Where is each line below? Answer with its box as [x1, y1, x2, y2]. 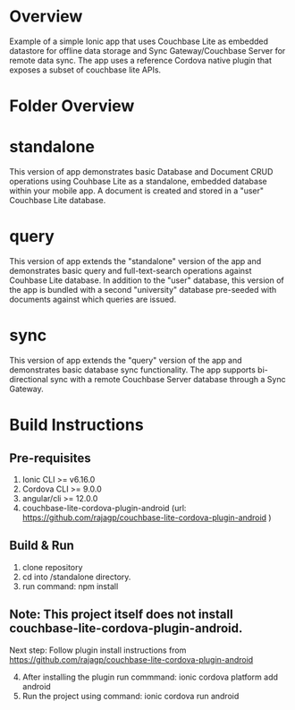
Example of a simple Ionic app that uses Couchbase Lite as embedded [9, 36, 269, 47]
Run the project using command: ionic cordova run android [21, 690, 240, 701]
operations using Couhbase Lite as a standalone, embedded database [9, 176, 267, 187]
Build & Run [9, 538, 74, 553]
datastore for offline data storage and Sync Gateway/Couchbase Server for [9, 45, 286, 56]
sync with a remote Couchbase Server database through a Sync [49, 373, 286, 384]
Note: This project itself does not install [9, 607, 234, 622]
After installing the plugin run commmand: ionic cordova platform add [21, 672, 279, 682]
